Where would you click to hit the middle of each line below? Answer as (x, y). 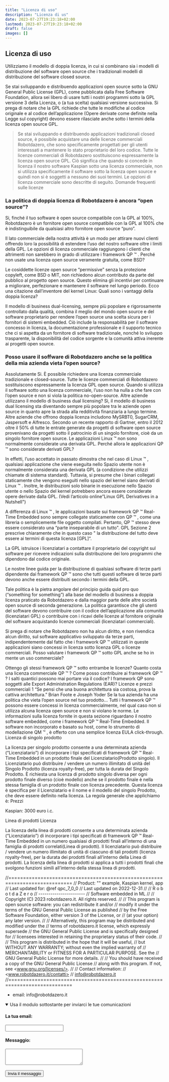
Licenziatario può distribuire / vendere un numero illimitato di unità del (78, 763)
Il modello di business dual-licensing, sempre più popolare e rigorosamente (83, 306)
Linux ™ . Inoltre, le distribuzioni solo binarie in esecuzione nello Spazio (79, 486)
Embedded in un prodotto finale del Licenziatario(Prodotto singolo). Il (88, 758)
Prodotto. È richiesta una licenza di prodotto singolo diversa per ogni (76, 774)
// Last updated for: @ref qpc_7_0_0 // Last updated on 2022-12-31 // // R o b (84, 889)
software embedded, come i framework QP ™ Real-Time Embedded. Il (77, 722)
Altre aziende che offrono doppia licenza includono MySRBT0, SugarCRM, (82, 417)
